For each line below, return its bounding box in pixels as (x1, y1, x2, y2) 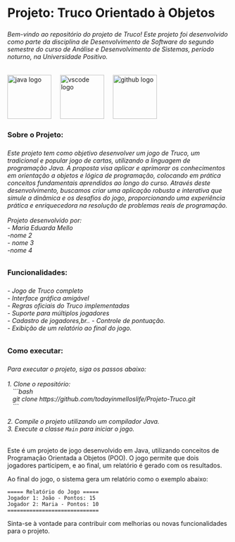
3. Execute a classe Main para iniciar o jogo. (7, 424, 135, 433)
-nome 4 (7, 246, 33, 254)
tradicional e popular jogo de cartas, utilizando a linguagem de (7, 156, 191, 165)
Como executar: (7, 346, 63, 355)
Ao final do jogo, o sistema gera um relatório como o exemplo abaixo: (7, 475, 209, 484)
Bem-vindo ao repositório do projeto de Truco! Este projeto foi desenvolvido (7, 30, 229, 39)
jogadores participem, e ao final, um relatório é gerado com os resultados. (7, 461, 222, 469)
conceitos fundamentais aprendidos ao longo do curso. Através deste (7, 178, 211, 187)
